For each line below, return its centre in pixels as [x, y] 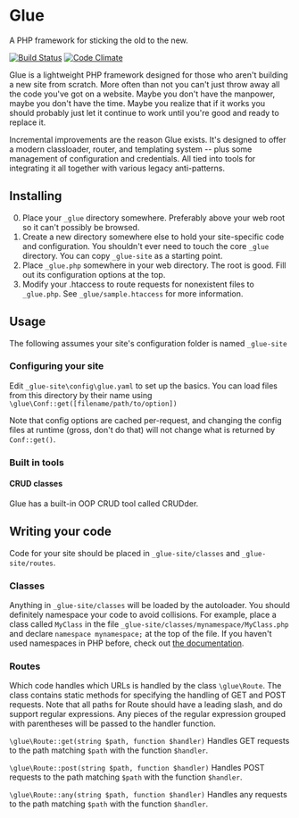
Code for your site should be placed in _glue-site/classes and [125, 553]
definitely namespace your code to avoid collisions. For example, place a [143, 615]
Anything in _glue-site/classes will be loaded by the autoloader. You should [149, 605]
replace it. [28, 122]
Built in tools [37, 463]
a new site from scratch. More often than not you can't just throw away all [145, 84]
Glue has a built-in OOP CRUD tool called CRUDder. [104, 503]
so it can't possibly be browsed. [81, 227]
